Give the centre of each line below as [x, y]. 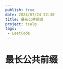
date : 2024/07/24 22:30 [30, 15]
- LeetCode [18, 33]
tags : [11, 29]
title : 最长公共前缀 [24, 19]
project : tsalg [21, 24]
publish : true [20, 10]
